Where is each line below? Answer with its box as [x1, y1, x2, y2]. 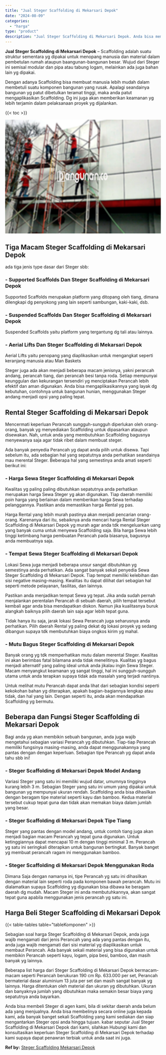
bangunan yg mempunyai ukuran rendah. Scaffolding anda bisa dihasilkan [5, 789, 156, 795]
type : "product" [5, 29, 39, 34]
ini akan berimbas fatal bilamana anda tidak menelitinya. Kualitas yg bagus [5, 657, 157, 663]
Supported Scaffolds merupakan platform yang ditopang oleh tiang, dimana [5, 294, 159, 300]
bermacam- [134, 967, 159, 973]
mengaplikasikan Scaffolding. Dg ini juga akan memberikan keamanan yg [5, 95, 154, 101]
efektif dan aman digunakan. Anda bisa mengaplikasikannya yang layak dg [5, 383, 157, 389]
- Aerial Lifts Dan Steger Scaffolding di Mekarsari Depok [5, 341, 142, 348]
